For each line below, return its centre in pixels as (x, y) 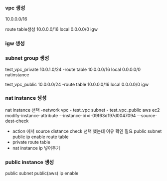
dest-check (17, 121)
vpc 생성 (15, 7)
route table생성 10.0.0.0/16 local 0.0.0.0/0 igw (52, 29)
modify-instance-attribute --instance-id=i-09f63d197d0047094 (71, 115)
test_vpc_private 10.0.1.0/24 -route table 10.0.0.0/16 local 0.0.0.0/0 (73, 69)
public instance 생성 (30, 162)
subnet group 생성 (27, 58)
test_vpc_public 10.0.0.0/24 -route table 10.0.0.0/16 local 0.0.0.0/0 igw (77, 84)
